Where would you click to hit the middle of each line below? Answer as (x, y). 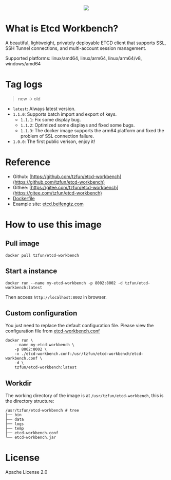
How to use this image (53, 225)
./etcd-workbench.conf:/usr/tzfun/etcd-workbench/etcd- (82, 354)
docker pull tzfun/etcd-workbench (42, 255)
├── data (15, 420)
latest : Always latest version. (44, 109)
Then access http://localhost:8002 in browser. (56, 297)
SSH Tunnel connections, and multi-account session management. (76, 48)
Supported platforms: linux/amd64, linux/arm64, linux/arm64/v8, (74, 58)
